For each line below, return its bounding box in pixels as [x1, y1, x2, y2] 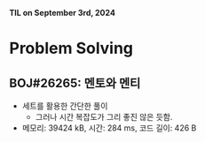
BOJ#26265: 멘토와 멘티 [9, 75, 141, 91]
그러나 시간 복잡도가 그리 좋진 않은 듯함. [35, 112, 173, 122]
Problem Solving [9, 39, 134, 58]
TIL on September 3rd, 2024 [9, 8, 115, 18]
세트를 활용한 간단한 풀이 [21, 101, 108, 111]
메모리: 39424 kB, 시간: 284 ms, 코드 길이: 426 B [21, 123, 197, 133]
